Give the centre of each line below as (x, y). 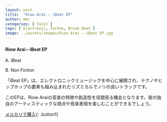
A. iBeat (13, 60)
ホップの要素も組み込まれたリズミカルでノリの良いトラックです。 (82, 87)
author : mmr (18, 19)
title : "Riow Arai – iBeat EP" (39, 15)
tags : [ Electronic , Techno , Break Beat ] (50, 29)
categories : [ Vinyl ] (29, 24)
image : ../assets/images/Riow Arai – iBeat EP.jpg (59, 33)
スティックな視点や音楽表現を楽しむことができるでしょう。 (92, 104)
